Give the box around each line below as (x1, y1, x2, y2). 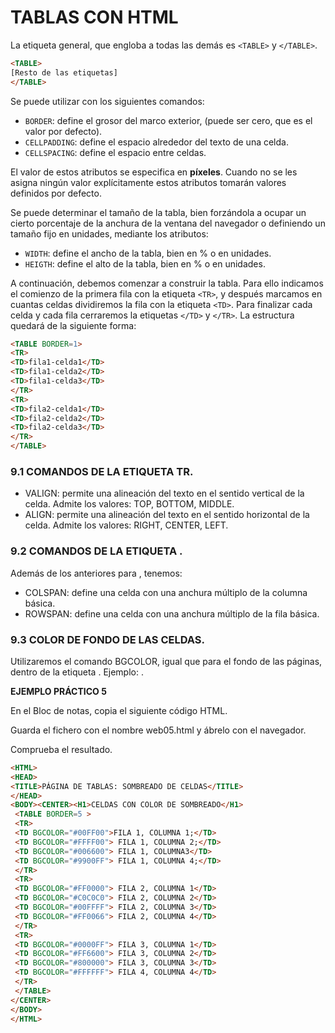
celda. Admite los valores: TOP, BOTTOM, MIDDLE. (24, 498, 235, 510)
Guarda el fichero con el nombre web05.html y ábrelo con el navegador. (10, 724, 307, 736)
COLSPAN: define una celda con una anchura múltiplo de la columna (24, 586, 308, 598)
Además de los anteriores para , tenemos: (10, 567, 183, 579)
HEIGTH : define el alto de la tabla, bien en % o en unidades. (24, 257, 266, 270)
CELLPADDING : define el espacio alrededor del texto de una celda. (24, 136, 289, 148)
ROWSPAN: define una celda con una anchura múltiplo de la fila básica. (24, 607, 320, 620)
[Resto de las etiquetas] (10, 67, 118, 78)
